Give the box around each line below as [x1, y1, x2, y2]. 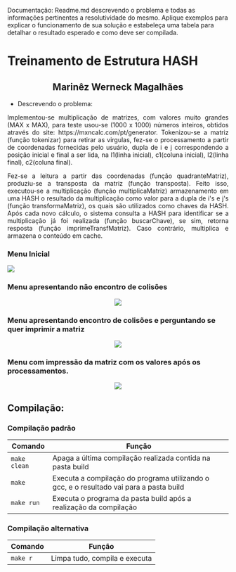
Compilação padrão [7, 423, 76, 433]
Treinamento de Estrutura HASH [7, 53, 199, 69]
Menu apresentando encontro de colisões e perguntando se [7, 315, 216, 325]
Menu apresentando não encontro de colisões [7, 282, 168, 292]
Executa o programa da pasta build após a [52, 493, 192, 503]
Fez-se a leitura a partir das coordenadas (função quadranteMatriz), [7, 172, 229, 180]
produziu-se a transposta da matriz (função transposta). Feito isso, [7, 179, 229, 187]
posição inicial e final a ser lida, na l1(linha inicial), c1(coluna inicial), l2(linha [7, 151, 229, 159]
